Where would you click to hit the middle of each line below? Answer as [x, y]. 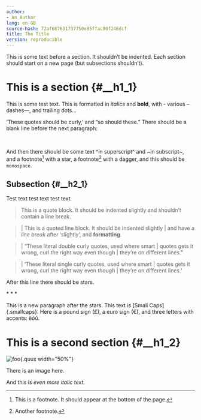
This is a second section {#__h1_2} [94, 342]
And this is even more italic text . [46, 382]
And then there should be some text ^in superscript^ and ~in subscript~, [95, 151]
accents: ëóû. [23, 318]
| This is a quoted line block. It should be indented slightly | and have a [108, 228]
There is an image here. [35, 371]
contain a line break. [46, 217]
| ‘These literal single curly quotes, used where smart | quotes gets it [105, 264]
